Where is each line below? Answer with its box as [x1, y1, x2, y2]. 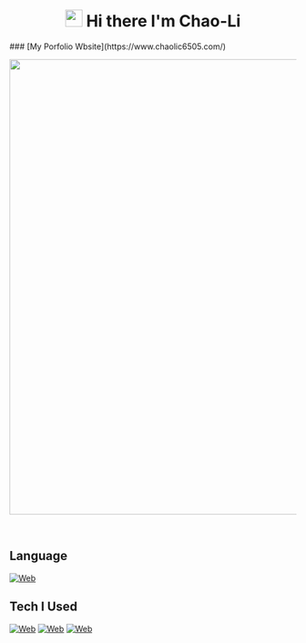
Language [9, 548, 68, 564]
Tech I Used [9, 599, 78, 615]
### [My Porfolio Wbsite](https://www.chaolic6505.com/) [9, 41, 226, 52]
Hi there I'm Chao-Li [86, 11, 241, 32]
